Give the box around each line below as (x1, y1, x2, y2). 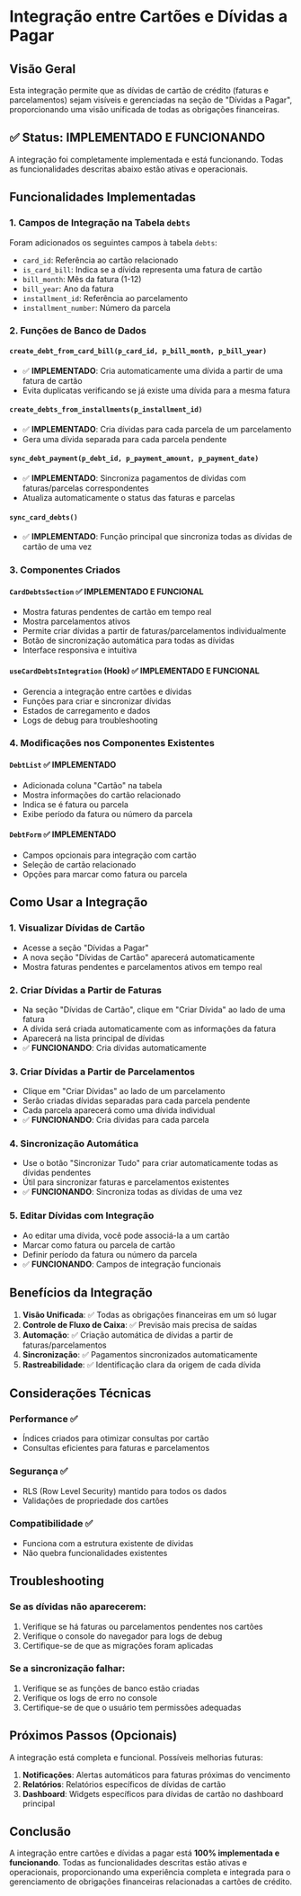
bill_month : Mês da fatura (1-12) (22, 273, 142, 284)
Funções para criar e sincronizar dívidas (22, 695, 172, 707)
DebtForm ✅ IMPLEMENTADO (9, 829, 117, 840)
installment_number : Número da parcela (22, 302, 171, 313)
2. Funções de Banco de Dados (9, 325, 146, 337)
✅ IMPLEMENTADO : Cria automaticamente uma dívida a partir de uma (22, 365, 283, 376)
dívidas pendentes (22, 1167, 92, 1179)
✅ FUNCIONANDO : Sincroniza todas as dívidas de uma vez (22, 1187, 243, 1197)
